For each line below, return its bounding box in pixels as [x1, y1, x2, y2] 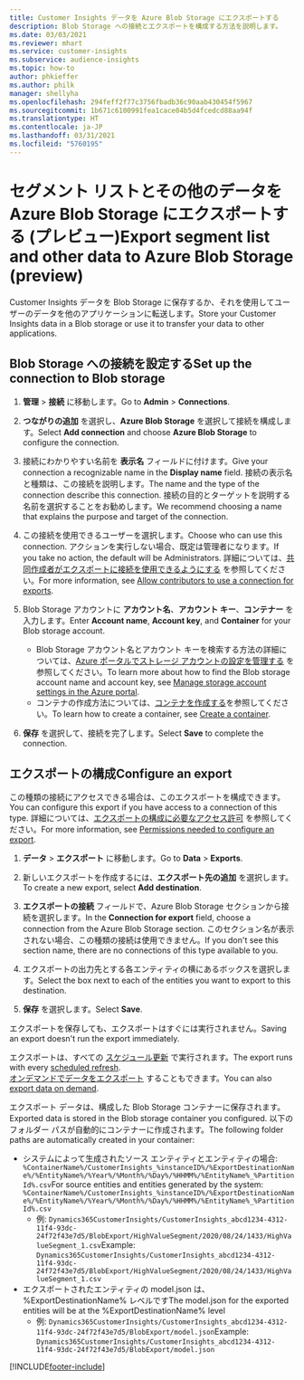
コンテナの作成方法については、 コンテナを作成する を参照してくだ [35, 697, 282, 708]
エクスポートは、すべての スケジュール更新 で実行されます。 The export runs [9, 1052, 293, 1063]
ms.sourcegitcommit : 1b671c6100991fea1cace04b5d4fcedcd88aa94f [9, 106, 253, 115]
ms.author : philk [9, 81, 75, 90]
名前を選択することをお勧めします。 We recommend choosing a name [22, 500, 282, 511]
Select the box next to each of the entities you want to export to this [37, 975, 291, 986]
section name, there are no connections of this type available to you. [22, 945, 279, 956]
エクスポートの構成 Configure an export [9, 766, 233, 781]
